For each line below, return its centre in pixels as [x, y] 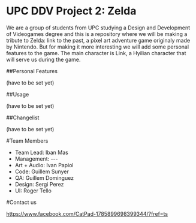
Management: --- [36, 159]
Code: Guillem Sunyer [42, 171]
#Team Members [27, 141]
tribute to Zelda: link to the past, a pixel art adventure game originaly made [98, 40]
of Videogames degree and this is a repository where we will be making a [97, 34]
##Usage [18, 94]
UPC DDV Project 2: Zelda [71, 11]
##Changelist [23, 117]
